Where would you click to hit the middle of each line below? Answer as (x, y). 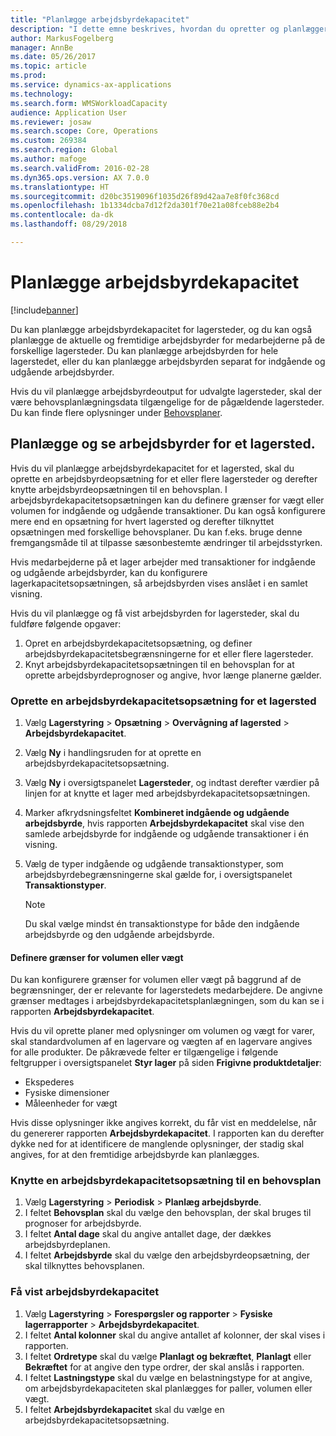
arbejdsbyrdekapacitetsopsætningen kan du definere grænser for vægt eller (167, 500)
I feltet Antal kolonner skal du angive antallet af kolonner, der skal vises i (175, 1335)
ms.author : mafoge (48, 159)
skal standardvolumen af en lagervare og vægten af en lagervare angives (161, 1042)
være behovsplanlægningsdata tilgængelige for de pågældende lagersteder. (167, 402)
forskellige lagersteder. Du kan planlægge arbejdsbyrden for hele (144, 350)
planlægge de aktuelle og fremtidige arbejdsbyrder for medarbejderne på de (168, 340)
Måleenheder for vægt (71, 1103)
